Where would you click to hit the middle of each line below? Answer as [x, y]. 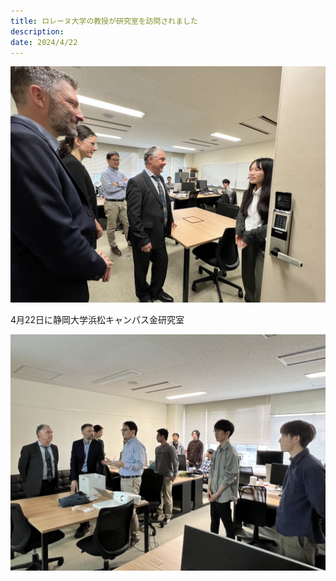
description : [37, 31]
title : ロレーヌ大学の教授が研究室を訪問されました [104, 21]
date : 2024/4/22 [44, 42]
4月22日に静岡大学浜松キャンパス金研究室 [97, 320]
